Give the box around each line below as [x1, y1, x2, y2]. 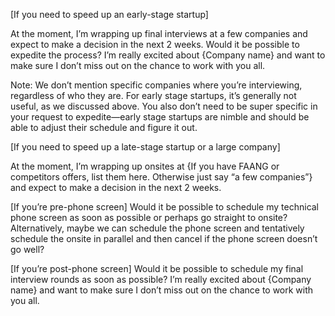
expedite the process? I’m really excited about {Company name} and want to [10, 49, 326, 61]
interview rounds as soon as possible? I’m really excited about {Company [10, 274, 312, 285]
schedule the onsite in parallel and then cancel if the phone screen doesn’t [10, 233, 318, 244]
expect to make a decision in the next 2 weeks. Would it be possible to [10, 39, 300, 50]
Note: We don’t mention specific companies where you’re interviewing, [10, 79, 303, 91]
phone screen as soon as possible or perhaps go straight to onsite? [10, 212, 288, 223]
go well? [10, 244, 45, 255]
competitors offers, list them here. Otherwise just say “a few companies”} [10, 171, 313, 183]
